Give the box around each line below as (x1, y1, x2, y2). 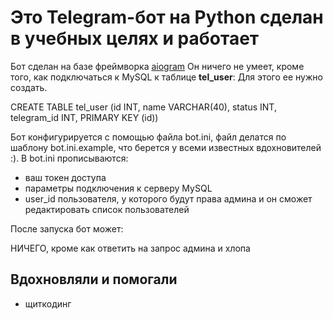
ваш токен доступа (24, 171, 107, 183)
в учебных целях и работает (10, 27, 260, 50)
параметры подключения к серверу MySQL (24, 182, 213, 194)
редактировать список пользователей (24, 203, 190, 215)
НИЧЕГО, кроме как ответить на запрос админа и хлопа (10, 242, 251, 254)
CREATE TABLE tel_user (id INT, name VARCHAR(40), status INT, (10, 101, 277, 113)
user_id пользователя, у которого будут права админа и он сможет (24, 192, 313, 205)
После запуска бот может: (10, 222, 124, 235)
